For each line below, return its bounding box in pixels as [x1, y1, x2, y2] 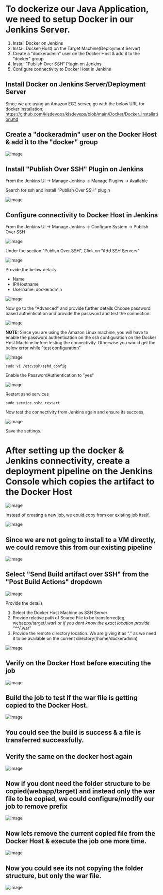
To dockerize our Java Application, [5, 3, 149, 15]
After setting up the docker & [5, 445, 124, 456]
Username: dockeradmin [12, 286, 62, 293]
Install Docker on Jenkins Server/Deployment [5, 80, 146, 89]
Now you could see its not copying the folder [5, 864, 144, 872]
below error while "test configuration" [5, 345, 81, 351]
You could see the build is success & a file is [5, 728, 141, 736]
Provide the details [5, 600, 43, 606]
